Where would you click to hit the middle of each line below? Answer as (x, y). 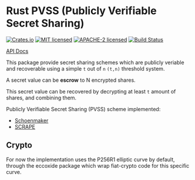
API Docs (17, 51)
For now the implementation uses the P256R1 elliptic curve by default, (90, 159)
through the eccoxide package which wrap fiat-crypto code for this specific (98, 165)
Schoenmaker (31, 120)
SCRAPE (25, 126)
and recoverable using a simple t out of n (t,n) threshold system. (85, 68)
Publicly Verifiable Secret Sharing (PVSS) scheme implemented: (83, 109)
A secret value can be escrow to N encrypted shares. (71, 80)
